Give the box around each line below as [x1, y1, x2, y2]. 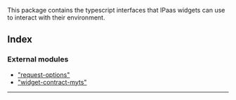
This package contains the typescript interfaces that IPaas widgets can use [7, 6, 225, 14]
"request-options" [17, 70, 70, 79]
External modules [7, 55, 69, 64]
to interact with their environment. [7, 13, 105, 22]
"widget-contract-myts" [17, 78, 87, 86]
